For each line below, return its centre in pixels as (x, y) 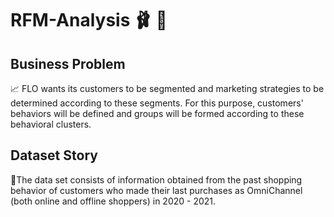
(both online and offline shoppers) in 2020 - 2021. (113, 201)
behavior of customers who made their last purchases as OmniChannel (156, 190)
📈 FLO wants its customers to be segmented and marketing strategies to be (167, 88)
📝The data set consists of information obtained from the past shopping (156, 179)
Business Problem (68, 63)
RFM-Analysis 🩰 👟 (89, 20)
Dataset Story (54, 155)
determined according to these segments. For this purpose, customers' (157, 103)
